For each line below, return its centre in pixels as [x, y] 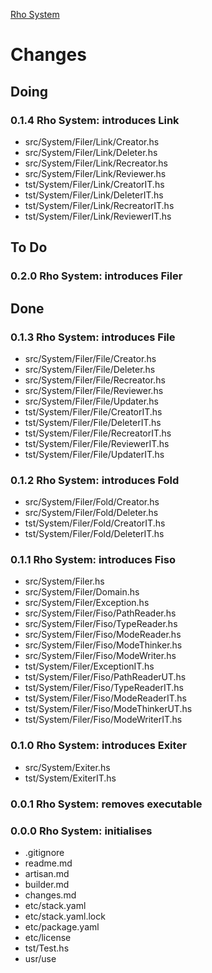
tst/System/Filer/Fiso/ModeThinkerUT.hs [108, 709]
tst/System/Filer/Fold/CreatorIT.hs [95, 523]
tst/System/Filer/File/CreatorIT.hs [93, 411]
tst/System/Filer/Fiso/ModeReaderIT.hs [105, 698]
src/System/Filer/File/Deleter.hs [90, 369]
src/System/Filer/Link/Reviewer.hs [95, 173]
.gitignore [44, 852]
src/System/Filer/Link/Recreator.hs [96, 163]
